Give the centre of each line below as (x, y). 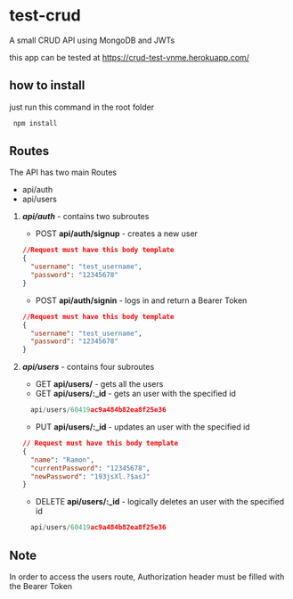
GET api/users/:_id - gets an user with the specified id (135, 394)
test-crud (45, 16)
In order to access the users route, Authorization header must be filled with (147, 577)
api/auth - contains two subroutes (85, 217)
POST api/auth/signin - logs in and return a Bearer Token (141, 300)
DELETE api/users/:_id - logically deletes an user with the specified (160, 502)
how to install (47, 86)
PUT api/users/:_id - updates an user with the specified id (143, 427)
